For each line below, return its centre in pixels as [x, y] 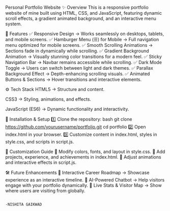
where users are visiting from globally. [45, 191]
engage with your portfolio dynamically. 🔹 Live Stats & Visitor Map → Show [83, 185]
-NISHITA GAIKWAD [24, 204]
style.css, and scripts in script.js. [40, 142]
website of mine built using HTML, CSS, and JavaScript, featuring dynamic [83, 13]
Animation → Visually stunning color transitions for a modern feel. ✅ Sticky [83, 56]
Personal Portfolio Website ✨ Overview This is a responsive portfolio [77, 7]
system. [13, 24]
